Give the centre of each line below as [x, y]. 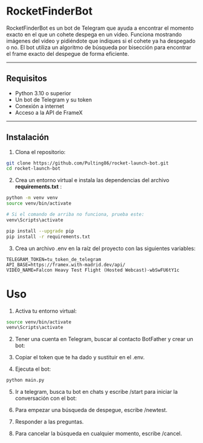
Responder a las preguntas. [49, 422]
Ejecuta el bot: [33, 369]
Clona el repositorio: [40, 152]
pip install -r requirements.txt [48, 237]
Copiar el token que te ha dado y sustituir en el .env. [80, 357]
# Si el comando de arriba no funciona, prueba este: [76, 215]
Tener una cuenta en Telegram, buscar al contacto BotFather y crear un [104, 339]
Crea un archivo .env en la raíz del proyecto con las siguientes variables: [105, 248]
